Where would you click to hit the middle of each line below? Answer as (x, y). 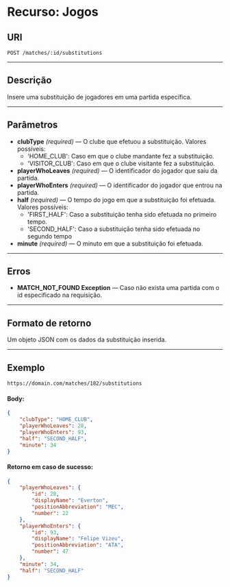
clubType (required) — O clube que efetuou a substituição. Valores (112, 141)
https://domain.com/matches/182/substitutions (75, 384)
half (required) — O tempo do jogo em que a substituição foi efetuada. (116, 200)
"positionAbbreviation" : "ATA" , (78, 545)
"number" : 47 (50, 552)
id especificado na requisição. (60, 295)
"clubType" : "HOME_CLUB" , (56, 420)
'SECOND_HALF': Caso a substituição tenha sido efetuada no (114, 229)
